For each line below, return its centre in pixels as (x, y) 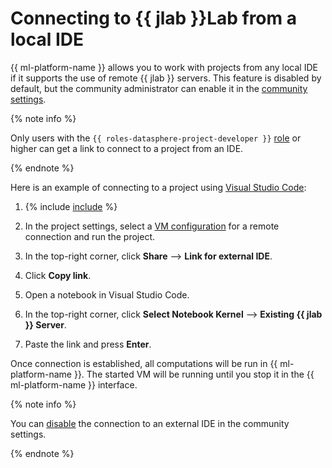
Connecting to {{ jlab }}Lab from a (153, 18)
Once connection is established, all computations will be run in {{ (144, 363)
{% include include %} (71, 206)
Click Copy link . (58, 275)
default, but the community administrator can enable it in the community (159, 88)
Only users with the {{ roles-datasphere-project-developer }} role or (156, 138)
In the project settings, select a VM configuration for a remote (152, 226)
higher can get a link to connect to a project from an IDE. (127, 148)
